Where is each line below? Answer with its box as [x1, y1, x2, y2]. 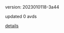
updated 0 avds [5, 14, 37, 19]
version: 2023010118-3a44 [5, 4, 60, 10]
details [5, 23, 19, 29]
